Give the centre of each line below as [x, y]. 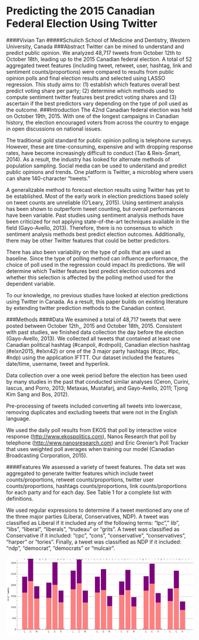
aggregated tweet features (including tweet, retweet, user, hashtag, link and [99, 65]
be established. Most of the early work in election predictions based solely [97, 196]
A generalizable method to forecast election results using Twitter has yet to [98, 189]
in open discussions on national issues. [54, 129]
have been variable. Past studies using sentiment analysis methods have [95, 215]
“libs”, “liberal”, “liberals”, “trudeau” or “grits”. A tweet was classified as [93, 529]
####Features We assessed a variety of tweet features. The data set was [96, 467]
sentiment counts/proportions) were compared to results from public [90, 72]
